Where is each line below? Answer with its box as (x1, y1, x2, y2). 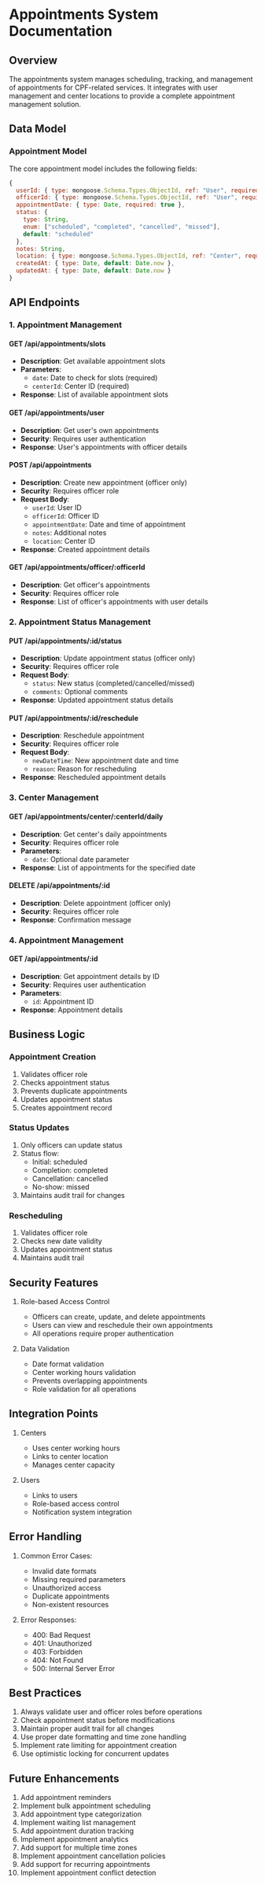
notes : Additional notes (31, 527, 107, 537)
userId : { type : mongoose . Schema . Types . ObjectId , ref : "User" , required (16, 187, 259, 194)
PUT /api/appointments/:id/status (9, 636, 123, 645)
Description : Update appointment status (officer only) (20, 653, 196, 663)
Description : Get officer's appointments (20, 580, 150, 590)
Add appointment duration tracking (20, 1826, 134, 1835)
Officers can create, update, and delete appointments (31, 1312, 206, 1321)
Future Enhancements (9, 1772, 120, 1785)
